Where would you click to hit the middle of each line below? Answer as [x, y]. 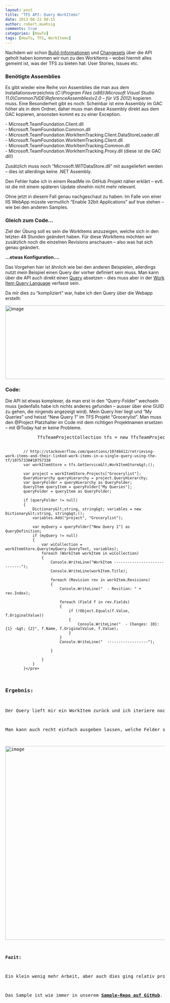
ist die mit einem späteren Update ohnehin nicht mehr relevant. [71, 187]
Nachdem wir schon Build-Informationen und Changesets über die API [79, 52]
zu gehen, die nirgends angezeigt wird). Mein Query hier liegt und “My [79, 411]
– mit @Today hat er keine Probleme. [44, 428]
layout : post [19, 10]
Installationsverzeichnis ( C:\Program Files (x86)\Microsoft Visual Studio [80, 93]
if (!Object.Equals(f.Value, [99, 611]
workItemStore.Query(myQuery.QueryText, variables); [62, 549]
